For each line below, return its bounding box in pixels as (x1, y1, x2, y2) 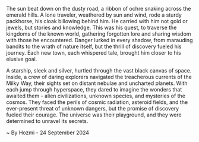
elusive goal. (6, 56, 37, 62)
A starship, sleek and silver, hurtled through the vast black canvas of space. (6, 67, 192, 74)
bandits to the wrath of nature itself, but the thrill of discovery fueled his (6, 43, 182, 50)
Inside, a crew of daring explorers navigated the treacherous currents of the (6, 74, 192, 80)
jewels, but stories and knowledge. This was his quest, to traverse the (6, 24, 177, 31)
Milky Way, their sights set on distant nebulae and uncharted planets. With (6, 80, 188, 87)
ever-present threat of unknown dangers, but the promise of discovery (6, 105, 179, 112)
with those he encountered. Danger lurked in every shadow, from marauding (6, 37, 193, 43)
